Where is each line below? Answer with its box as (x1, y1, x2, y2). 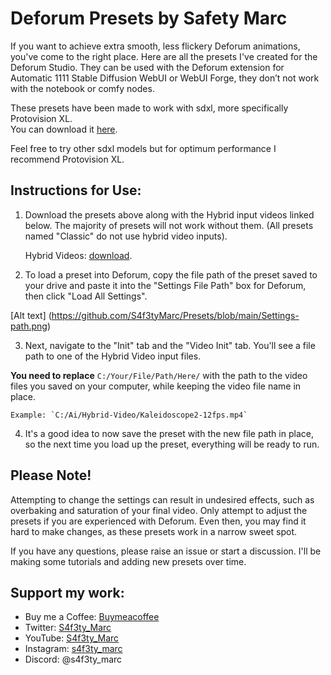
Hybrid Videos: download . (24, 249, 133, 261)
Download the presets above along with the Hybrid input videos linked (24, 208, 315, 221)
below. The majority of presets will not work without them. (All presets (24, 219, 314, 231)
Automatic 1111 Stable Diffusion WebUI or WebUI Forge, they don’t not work (10, 72, 320, 84)
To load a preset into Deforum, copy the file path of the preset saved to (24, 268, 318, 281)
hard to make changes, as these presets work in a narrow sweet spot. (10, 525, 298, 537)
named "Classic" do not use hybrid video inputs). (24, 230, 228, 242)
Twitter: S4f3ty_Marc (24, 622, 112, 634)
